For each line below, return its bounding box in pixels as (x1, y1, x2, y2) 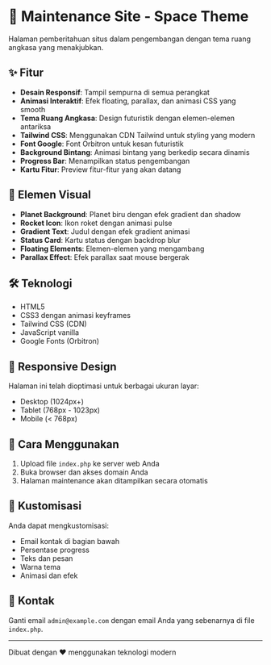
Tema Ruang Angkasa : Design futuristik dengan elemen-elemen (19, 113, 236, 123)
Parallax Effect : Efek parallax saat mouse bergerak (19, 252, 190, 261)
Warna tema (19, 562, 61, 571)
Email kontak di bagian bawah (19, 536, 119, 546)
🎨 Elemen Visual (8, 188, 91, 202)
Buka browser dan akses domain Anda (19, 467, 148, 477)
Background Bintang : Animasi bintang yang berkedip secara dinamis (19, 147, 250, 157)
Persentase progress (19, 545, 90, 554)
